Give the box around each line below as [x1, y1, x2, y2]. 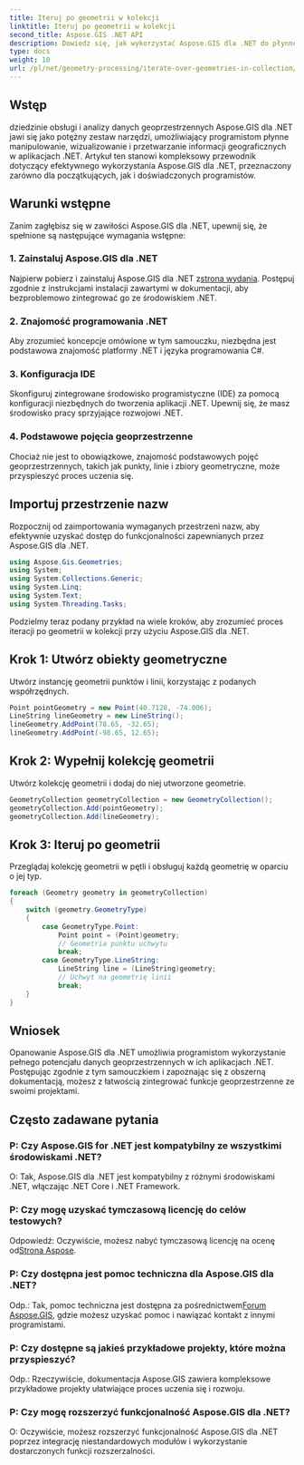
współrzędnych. [9, 686, 70, 697]
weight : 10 [9, 55, 51, 64]
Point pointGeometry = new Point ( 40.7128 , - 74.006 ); [9, 703, 213, 712]
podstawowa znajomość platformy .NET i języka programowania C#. [9, 346, 265, 356]
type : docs [9, 47, 51, 56]
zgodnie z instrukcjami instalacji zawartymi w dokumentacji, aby [9, 282, 249, 293]
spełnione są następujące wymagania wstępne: [9, 230, 186, 240]
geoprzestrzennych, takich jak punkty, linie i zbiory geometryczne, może [9, 460, 280, 472]
